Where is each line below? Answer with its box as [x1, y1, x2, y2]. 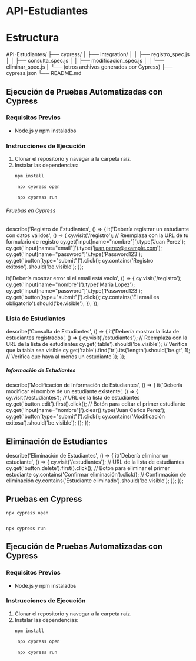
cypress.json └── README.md [6, 70, 82, 77]
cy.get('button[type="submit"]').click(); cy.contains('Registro [6, 257, 154, 264]
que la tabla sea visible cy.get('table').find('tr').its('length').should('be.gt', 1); [6, 347, 191, 354]
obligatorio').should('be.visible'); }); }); [6, 300, 99, 307]
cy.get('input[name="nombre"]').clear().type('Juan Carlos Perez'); [6, 407, 166, 414]
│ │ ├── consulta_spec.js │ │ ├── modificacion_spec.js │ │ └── [6, 57, 165, 64]
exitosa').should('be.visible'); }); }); [6, 419, 91, 426]
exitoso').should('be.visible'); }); [6, 263, 84, 270]
